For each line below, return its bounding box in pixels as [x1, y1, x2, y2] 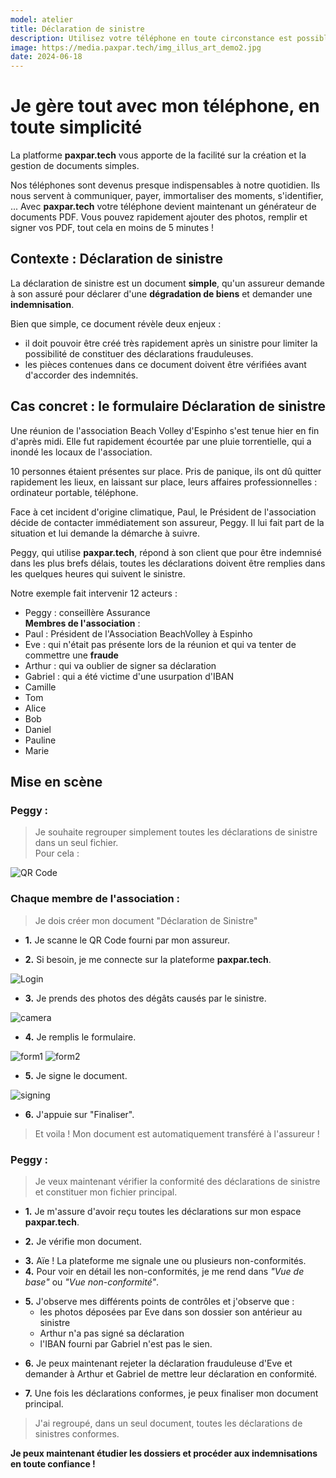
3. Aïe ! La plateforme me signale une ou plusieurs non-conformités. [24, 1254, 307, 1266]
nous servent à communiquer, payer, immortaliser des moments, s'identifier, [10, 190, 324, 202]
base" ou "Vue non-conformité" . [24, 1276, 160, 1288]
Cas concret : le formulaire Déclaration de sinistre [10, 398, 326, 415]
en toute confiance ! [10, 1457, 96, 1470]
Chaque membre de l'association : [10, 892, 181, 906]
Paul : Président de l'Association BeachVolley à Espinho [24, 627, 253, 640]
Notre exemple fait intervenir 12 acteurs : [10, 587, 178, 599]
